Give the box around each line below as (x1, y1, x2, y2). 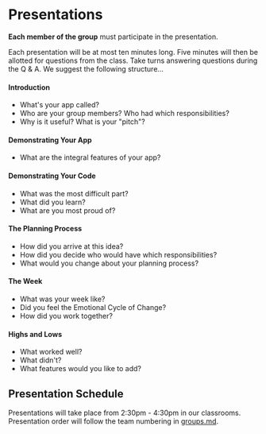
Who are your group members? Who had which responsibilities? (19, 109, 230, 118)
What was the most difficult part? (19, 188, 129, 198)
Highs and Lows (8, 329, 63, 339)
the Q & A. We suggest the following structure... (8, 64, 164, 73)
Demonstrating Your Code (8, 171, 97, 180)
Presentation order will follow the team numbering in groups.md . (8, 416, 219, 426)
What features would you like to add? (19, 364, 141, 374)
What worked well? (19, 347, 83, 357)
